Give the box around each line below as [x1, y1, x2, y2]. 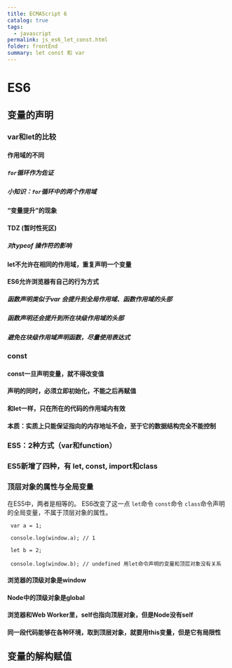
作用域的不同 [7, 150, 44, 159]
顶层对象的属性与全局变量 [7, 482, 94, 492]
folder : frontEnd [7, 43, 58, 50]
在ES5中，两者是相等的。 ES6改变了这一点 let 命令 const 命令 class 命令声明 [7, 499, 226, 508]
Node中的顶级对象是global [7, 593, 86, 601]
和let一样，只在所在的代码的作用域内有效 [7, 404, 126, 412]
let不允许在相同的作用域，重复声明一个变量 [7, 260, 132, 268]
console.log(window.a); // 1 [10, 535, 96, 542]
